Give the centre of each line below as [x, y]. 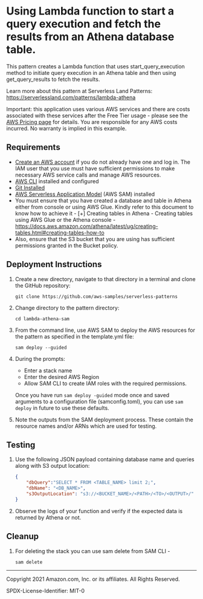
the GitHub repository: [43, 285]
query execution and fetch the [84, 24]
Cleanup [23, 536]
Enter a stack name [48, 371]
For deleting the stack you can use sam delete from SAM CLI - [92, 551]
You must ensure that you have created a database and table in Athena [103, 200]
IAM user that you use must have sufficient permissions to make [95, 168]
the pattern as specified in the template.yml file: [74, 336]
